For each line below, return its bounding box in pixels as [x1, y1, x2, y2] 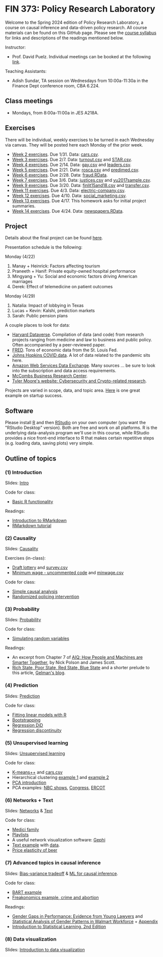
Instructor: [5, 44, 26, 50]
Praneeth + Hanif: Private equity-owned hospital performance [12, 268, 136, 274]
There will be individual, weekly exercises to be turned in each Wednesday [5, 137, 154, 143]
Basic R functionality [12, 498, 53, 504]
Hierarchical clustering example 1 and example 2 [12, 775, 109, 780]
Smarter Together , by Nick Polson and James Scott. [12, 660, 115, 665]
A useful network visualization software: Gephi [12, 837, 106, 843]
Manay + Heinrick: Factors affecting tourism [12, 263, 100, 269]
